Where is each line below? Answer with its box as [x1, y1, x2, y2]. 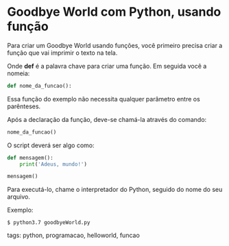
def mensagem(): [7, 154, 53, 161]
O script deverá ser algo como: [7, 141, 95, 149]
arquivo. [7, 193, 31, 201]
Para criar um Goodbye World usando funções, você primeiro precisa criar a [7, 41, 223, 49]
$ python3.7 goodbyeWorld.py [7, 219, 91, 226]
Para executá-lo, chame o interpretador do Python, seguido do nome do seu [7, 186, 223, 194]
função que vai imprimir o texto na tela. [7, 49, 118, 57]
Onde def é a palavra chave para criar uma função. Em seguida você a [7, 62, 207, 70]
